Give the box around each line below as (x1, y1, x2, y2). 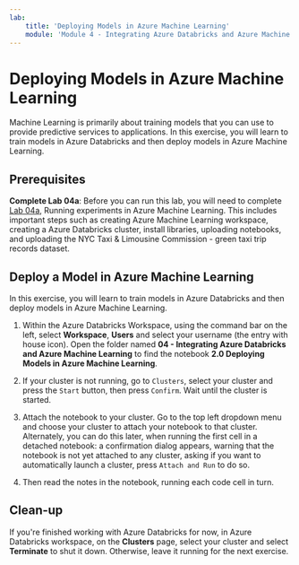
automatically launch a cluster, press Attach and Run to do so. (21, 459, 251, 470)
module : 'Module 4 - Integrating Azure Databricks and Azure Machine (25, 30, 291, 39)
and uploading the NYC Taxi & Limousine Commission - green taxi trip (9, 234, 267, 245)
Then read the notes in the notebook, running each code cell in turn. (21, 476, 275, 487)
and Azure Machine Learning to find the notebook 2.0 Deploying (21, 348, 265, 359)
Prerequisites (9, 171, 86, 187)
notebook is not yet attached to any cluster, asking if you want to (21, 449, 261, 460)
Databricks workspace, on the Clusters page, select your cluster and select (9, 535, 289, 547)
